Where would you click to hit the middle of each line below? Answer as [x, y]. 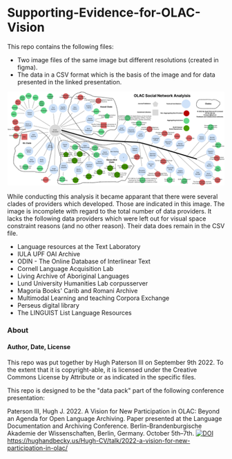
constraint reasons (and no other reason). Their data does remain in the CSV [116, 225]
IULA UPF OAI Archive [49, 254]
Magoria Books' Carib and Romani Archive [77, 290]
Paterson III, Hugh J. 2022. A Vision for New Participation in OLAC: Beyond [113, 411]
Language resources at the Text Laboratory [79, 246]
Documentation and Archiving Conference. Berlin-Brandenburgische [105, 426]
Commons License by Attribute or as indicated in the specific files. [101, 377]
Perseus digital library [48, 305]
